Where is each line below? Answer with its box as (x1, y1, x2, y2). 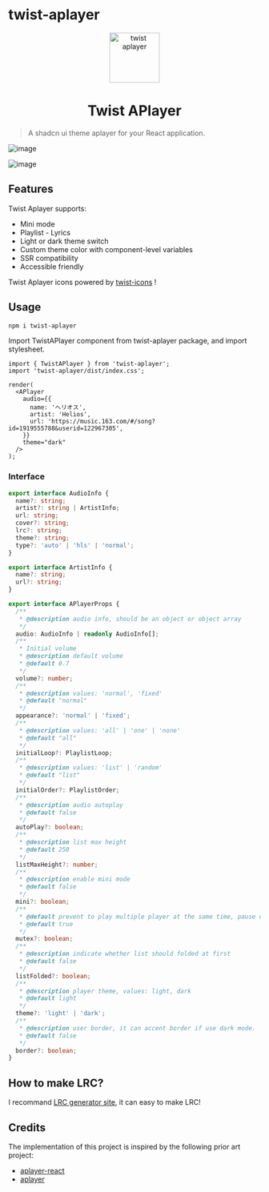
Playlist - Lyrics (19, 227, 70, 237)
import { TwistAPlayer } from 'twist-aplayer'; (8, 360, 171, 368)
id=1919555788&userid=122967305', (8, 424, 124, 433)
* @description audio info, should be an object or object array (18, 615, 242, 623)
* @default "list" (18, 771, 81, 780)
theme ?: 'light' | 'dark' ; (15, 1009, 106, 1017)
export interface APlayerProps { (8, 600, 120, 608)
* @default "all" (18, 734, 78, 742)
